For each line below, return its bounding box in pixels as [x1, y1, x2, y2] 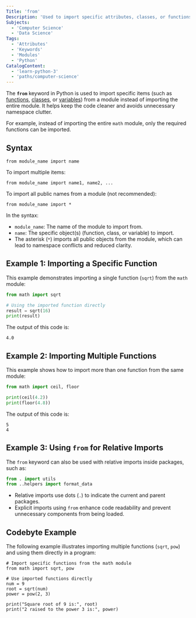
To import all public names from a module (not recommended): [6, 190, 157, 197]
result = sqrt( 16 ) [6, 308, 51, 313]
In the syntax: [6, 212, 39, 219]
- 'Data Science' [11, 30, 54, 36]
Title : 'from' [6, 8, 41, 15]
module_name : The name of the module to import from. [14, 223, 143, 230]
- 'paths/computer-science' [11, 74, 80, 80]
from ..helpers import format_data [6, 481, 93, 487]
